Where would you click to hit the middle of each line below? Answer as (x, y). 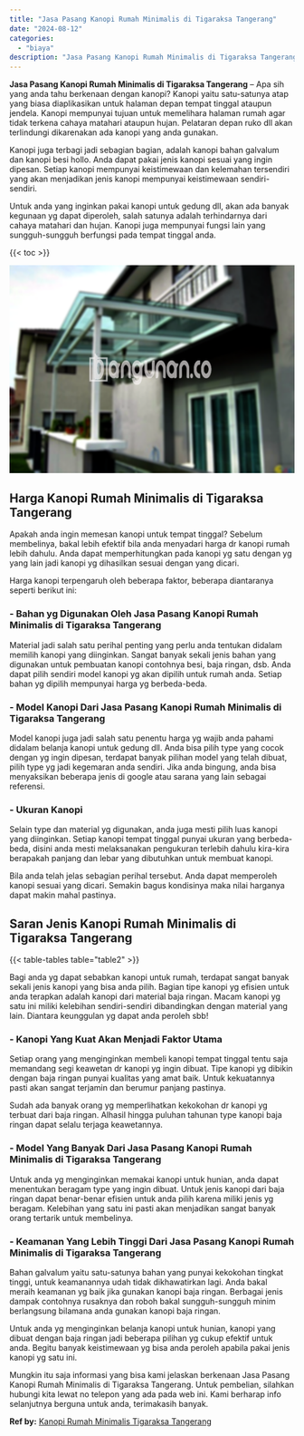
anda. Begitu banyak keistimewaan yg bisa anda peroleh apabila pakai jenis (150, 1348)
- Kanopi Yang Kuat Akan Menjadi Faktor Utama (116, 1040)
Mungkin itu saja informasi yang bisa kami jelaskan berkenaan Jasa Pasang (150, 1375)
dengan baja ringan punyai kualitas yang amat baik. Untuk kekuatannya (142, 1078)
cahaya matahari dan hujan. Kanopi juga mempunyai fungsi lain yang (138, 226)
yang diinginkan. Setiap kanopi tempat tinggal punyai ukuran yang (133, 839)
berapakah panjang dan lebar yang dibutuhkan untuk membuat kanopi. (142, 859)
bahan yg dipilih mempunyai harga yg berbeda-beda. (109, 684)
